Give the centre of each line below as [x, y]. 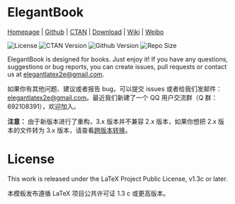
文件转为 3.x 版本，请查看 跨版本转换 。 [75, 130]
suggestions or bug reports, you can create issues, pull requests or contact [117, 66]
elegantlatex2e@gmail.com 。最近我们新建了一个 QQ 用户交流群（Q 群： [113, 97]
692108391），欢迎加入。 [44, 106]
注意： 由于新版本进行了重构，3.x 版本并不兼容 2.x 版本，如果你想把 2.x [112, 121]
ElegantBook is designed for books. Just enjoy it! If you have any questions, [118, 59]
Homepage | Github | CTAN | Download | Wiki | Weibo [86, 32]
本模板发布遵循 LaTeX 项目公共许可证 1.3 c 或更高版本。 [88, 193]
